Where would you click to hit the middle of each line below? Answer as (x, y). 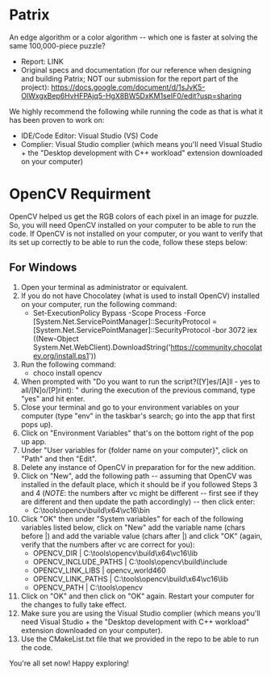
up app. (33, 441)
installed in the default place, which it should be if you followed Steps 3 (139, 484)
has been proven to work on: (57, 120)
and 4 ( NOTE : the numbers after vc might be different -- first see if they (140, 493)
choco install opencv (67, 372)
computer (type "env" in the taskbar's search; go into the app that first (138, 416)
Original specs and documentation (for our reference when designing (136, 69)
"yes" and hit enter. (53, 398)
